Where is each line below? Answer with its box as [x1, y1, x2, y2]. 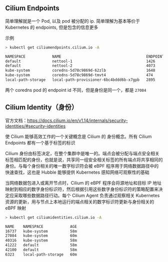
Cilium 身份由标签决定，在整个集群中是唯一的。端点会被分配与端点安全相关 [5, 150, 159, 156]
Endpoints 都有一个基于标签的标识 [5, 140, 75, 146]
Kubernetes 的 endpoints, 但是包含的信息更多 [5, 24, 98, 30]
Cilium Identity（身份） [5, 103, 78, 112]
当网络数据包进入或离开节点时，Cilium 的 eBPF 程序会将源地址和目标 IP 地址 [5, 180, 161, 186]
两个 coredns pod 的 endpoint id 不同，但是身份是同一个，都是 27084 [5, 87, 146, 93]
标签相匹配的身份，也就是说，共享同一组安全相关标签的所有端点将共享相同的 [5, 157, 163, 163]
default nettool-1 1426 [5, 59, 155, 64]
